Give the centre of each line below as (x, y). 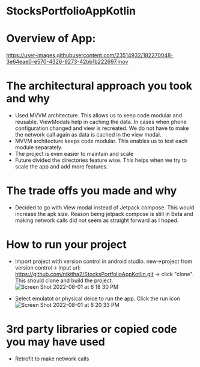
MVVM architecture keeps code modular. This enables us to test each (101, 141)
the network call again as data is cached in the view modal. (88, 135)
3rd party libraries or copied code (92, 329)
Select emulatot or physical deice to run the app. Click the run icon (97, 298)
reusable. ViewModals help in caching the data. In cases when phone (101, 122)
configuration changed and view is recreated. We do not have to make (102, 128)
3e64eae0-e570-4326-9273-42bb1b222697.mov (67, 62)
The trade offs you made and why (92, 191)
